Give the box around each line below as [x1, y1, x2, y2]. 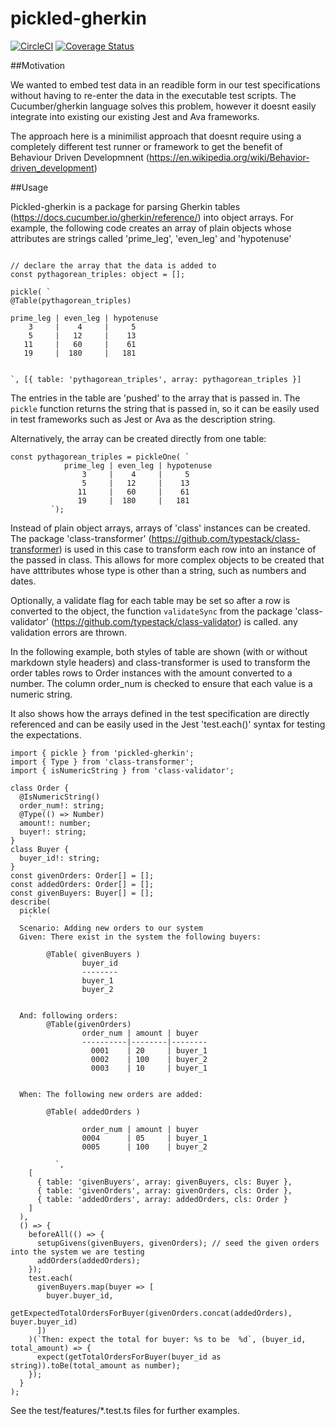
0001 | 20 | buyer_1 [90, 1045, 208, 1056]
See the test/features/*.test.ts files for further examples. [10, 1404, 240, 1416]
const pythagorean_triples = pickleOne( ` [10, 452, 190, 462]
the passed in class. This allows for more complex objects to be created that [10, 553, 325, 566]
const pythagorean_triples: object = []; [10, 269, 186, 279]
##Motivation [10, 59, 66, 71]
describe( [10, 897, 52, 907]
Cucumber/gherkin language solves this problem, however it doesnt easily [10, 100, 317, 112]
